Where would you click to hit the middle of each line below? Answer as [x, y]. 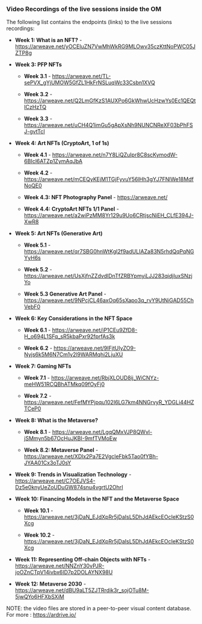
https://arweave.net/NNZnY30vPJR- [60, 566]
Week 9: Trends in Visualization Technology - [73, 475]
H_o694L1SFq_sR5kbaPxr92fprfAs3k [69, 336]
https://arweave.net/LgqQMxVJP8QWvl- [102, 432]
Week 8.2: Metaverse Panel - [61, 450]
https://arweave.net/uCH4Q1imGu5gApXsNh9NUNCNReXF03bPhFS [109, 125]
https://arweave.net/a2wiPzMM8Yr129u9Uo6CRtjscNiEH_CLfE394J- [109, 215]
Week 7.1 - [37, 378]
